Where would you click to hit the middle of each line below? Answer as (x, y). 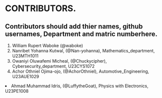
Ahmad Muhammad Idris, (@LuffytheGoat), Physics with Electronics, (80, 86)
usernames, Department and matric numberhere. (81, 34)
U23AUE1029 (26, 76)
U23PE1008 (17, 91)
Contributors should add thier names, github (74, 26)
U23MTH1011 (25, 56)
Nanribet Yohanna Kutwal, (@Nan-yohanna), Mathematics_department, (83, 51)
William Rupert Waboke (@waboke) (48, 46)
